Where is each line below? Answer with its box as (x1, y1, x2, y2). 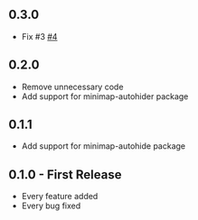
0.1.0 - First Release (8, 167, 122, 182)
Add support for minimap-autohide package (21, 141, 186, 151)
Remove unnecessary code (21, 81, 124, 92)
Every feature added (21, 191, 99, 202)
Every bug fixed (21, 200, 81, 211)
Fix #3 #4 (21, 31, 58, 41)
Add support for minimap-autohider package (21, 90, 189, 102)
